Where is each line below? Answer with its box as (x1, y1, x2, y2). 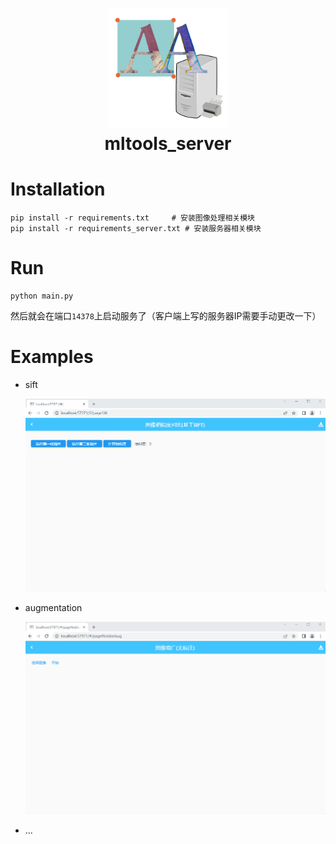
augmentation (24, 601, 83, 613)
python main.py (10, 291, 74, 302)
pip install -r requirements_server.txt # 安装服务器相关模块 (10, 224, 262, 234)
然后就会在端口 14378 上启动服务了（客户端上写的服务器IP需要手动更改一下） (10, 310, 322, 322)
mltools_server (104, 133, 232, 155)
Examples (10, 346, 94, 368)
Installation (10, 178, 106, 201)
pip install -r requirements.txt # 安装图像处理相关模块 (10, 213, 255, 223)
